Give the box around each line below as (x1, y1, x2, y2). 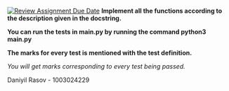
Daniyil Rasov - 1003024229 (7, 76, 90, 84)
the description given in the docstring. (7, 14, 122, 22)
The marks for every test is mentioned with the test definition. (7, 49, 192, 57)
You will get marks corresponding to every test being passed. (7, 62, 186, 70)
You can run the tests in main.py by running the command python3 (7, 28, 207, 36)
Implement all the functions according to (101, 7, 223, 15)
